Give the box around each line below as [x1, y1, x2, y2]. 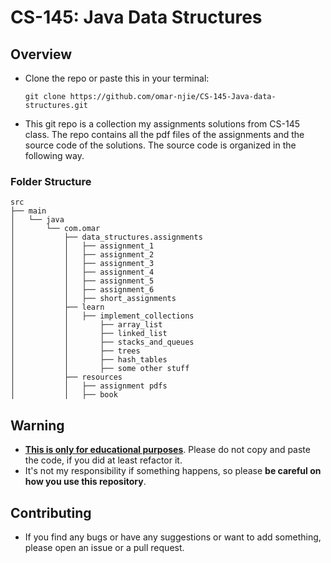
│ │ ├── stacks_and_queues [10, 337, 195, 348]
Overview [10, 46, 73, 63]
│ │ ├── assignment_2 [10, 250, 155, 260]
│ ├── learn [10, 302, 105, 313]
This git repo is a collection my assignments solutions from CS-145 [24, 118, 300, 130]
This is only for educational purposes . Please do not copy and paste [24, 444, 311, 456]
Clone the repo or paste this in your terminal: [24, 72, 210, 84]
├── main [10, 206, 47, 216]
